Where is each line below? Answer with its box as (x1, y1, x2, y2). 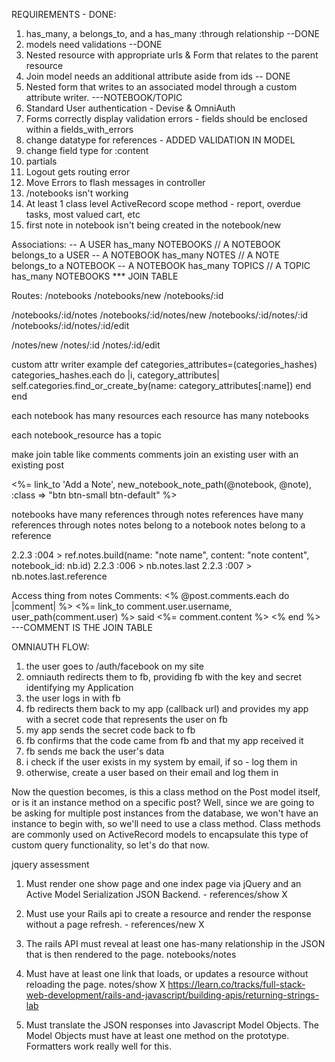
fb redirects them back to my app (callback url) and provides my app (25, 703, 309, 714)
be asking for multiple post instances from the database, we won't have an (11, 807, 319, 819)
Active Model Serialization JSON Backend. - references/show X (25, 889, 288, 900)
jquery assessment (11, 859, 90, 870)
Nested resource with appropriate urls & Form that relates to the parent (25, 49, 319, 61)
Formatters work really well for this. (25, 1040, 172, 1052)
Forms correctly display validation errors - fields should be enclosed (25, 113, 308, 124)
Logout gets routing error (25, 166, 131, 178)
